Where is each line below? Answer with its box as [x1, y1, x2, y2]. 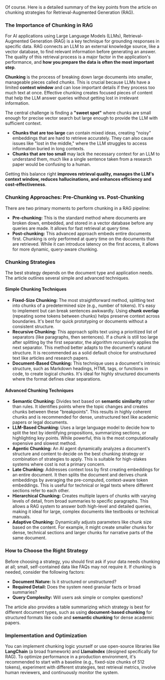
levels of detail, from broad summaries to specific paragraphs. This [12, 498, 149, 504]
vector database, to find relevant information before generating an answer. [5, 49, 157, 55]
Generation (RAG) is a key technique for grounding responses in [30, 38, 160, 44]
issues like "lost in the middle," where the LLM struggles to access [12, 140, 147, 146]
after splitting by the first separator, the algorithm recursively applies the [12, 340, 159, 345]
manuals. [12, 514, 31, 520]
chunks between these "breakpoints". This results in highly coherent [12, 409, 151, 415]
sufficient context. [5, 121, 42, 127]
